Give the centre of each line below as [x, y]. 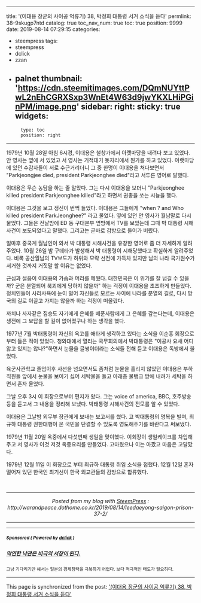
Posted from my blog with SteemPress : [100, 501]
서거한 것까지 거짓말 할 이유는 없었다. [49, 265]
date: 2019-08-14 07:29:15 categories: [53, 29]
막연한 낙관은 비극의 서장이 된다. [43, 553]
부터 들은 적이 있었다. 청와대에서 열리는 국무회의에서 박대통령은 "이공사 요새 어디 [100, 341]
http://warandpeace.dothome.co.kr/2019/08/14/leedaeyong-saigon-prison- [100, 507]
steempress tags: [36, 41]
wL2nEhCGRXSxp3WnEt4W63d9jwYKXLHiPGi [104, 97]
